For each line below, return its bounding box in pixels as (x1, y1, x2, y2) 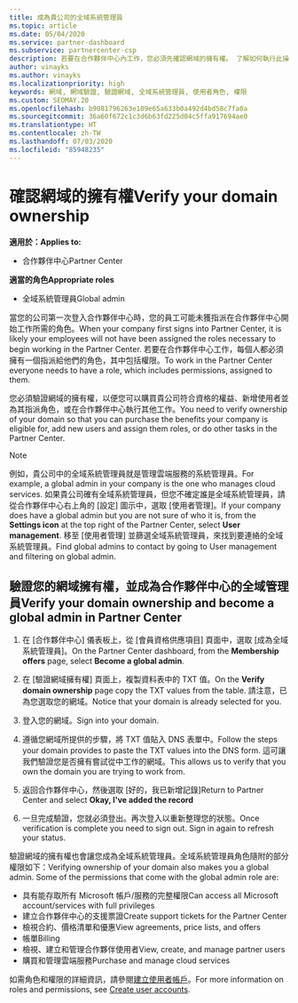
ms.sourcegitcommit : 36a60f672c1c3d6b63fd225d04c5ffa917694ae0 (9, 112, 248, 121)
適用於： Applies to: (9, 237, 82, 247)
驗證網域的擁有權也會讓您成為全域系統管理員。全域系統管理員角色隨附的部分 (9, 851, 289, 862)
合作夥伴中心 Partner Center (21, 255, 123, 266)
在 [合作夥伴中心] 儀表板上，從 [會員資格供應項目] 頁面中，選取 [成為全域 (21, 635, 289, 646)
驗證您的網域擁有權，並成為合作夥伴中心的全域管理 (9, 579, 289, 594)
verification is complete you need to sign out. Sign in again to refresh (21, 823, 275, 834)
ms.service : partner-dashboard (9, 37, 125, 47)
